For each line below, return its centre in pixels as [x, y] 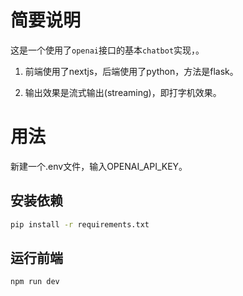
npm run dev [35, 282]
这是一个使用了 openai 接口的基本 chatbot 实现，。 [107, 50]
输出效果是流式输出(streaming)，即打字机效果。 [123, 92]
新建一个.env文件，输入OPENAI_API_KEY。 [99, 166]
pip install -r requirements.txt [80, 224]
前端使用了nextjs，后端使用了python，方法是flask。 [131, 71]
